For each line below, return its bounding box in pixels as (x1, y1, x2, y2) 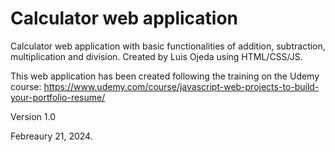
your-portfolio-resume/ (10, 91, 106, 103)
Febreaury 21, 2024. (10, 130, 93, 142)
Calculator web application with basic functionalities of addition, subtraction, (10, 40, 326, 52)
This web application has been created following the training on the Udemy (10, 70, 320, 82)
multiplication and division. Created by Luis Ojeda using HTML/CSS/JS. (10, 50, 303, 62)
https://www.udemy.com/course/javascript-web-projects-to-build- (43, 80, 320, 92)
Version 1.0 (10, 110, 56, 122)
